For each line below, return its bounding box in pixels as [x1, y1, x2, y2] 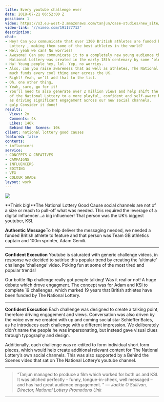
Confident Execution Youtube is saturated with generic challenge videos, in [5, 252, 158, 257]
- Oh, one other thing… [5, 80, 54, 85]
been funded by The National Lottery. [5, 292, 81, 298]
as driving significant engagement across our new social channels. [9, 98, 152, 103]
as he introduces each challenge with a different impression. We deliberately [5, 322, 159, 328]
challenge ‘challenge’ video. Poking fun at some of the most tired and [5, 262, 144, 268]
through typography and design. [5, 332, 70, 338]
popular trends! [5, 267, 36, 273]
